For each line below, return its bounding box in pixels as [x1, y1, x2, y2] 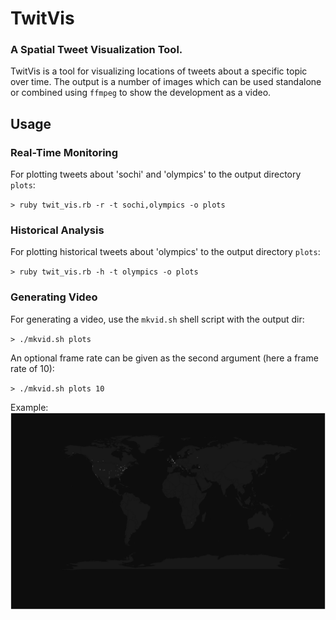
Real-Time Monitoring [10, 145, 119, 159]
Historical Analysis [10, 223, 105, 237]
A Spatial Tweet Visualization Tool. [10, 43, 183, 57]
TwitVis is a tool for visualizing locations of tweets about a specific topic [10, 65, 308, 77]
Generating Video [10, 290, 98, 304]
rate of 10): [10, 362, 55, 374]
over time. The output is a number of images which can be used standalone [10, 76, 322, 88]
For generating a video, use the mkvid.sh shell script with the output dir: [10, 313, 305, 325]
